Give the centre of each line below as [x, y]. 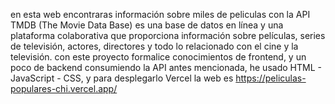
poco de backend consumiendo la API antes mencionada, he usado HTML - [166, 67]
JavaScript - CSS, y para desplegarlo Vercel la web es [122, 78]
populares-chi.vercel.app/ [64, 88]
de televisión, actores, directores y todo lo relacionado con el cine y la [154, 46]
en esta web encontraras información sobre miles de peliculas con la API [160, 14]
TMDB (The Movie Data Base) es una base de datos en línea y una [147, 25]
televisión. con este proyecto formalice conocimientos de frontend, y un [158, 57]
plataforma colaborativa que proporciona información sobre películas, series [168, 35]
